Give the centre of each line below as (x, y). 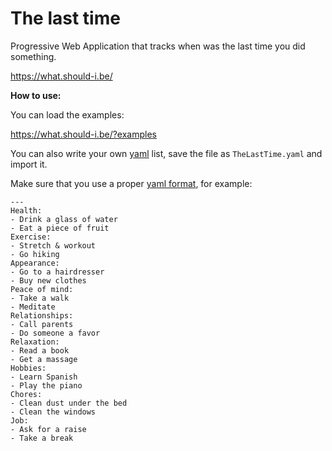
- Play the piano (46, 385)
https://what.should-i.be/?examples (83, 134)
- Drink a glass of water (64, 219)
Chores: (26, 394)
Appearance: (35, 263)
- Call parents (42, 324)
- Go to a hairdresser (57, 272)
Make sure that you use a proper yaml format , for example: (131, 183)
